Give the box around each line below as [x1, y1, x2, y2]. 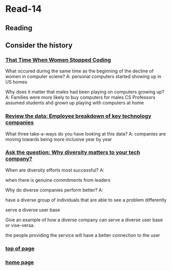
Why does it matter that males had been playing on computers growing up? [5, 89, 164, 95]
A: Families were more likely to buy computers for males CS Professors [5, 94, 156, 101]
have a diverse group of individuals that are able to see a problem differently [5, 197, 167, 203]
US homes [5, 79, 27, 85]
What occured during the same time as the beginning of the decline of [5, 68, 154, 74]
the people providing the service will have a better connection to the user [5, 232, 160, 238]
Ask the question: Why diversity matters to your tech [5, 149, 140, 156]
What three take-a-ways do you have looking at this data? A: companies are [5, 130, 166, 137]
